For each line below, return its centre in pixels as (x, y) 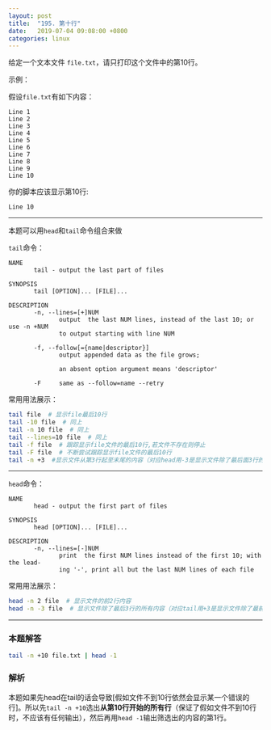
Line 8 (19, 162)
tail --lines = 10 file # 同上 (58, 437)
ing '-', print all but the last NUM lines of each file (156, 570)
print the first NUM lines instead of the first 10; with (161, 556)
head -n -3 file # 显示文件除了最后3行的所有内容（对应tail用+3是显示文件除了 (130, 609)
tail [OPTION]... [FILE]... (81, 292)
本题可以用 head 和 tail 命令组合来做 (65, 230)
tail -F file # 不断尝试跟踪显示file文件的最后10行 (90, 452)
